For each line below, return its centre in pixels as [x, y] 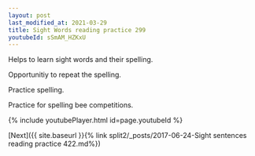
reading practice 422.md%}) [54, 144]
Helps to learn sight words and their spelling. [81, 60]
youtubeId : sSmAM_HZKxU [47, 37]
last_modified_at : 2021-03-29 [58, 23]
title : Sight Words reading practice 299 [77, 30]
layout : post [30, 15]
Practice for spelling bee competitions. [71, 105]
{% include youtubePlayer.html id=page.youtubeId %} [96, 120]
